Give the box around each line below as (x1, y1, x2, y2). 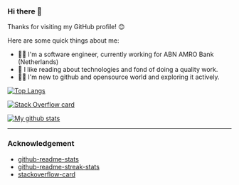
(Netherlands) (17, 58, 59, 66)
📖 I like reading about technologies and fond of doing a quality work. (17, 65, 218, 74)
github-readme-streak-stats (17, 162, 100, 171)
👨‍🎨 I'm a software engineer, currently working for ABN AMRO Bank (17, 50, 214, 59)
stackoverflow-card (17, 170, 76, 179)
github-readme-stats (17, 154, 80, 163)
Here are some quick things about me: (7, 36, 119, 45)
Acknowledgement (7, 139, 75, 149)
